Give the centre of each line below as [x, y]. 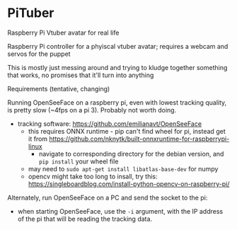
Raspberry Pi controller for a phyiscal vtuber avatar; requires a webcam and [118, 46]
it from [38, 139]
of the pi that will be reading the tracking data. [85, 219]
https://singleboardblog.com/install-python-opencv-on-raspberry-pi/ [129, 184]
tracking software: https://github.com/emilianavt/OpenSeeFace [110, 123]
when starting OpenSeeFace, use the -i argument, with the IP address [120, 211]
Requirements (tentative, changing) [59, 88]
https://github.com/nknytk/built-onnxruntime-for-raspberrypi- [139, 139]
